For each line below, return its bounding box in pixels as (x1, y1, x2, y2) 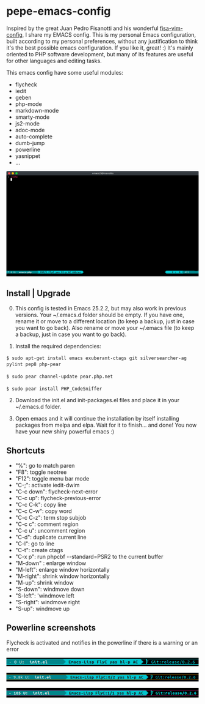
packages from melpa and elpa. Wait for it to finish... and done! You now (15, 421, 197, 429)
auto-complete (15, 133, 53, 140)
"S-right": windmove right (15, 598, 81, 605)
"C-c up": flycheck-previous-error (15, 494, 101, 501)
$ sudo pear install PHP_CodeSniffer (6, 386, 103, 392)
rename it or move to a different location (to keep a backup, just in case (15, 317, 195, 325)
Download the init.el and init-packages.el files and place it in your (15, 396, 180, 403)
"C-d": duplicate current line (15, 533, 87, 541)
